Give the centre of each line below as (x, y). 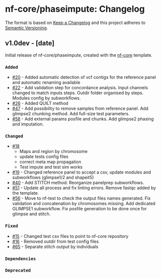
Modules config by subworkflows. (46, 98)
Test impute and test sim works (51, 167)
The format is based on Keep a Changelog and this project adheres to (75, 23)
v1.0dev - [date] (30, 43)
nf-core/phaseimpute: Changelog (75, 9)
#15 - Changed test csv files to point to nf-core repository (70, 236)
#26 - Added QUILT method (40, 103)
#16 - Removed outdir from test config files (55, 241)
